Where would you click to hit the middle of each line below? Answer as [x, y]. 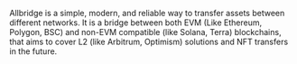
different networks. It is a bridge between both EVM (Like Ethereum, [136, 23]
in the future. [33, 51]
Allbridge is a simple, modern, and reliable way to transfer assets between [147, 13]
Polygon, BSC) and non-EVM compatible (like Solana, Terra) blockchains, [145, 32]
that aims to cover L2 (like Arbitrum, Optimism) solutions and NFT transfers [149, 41]
